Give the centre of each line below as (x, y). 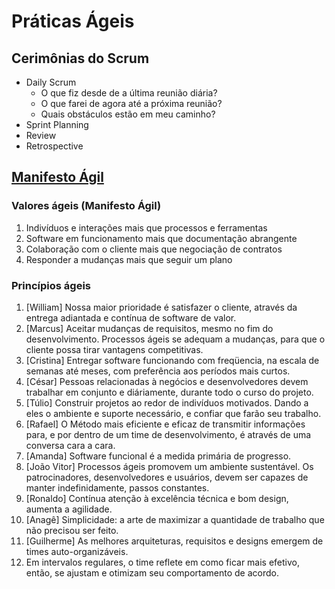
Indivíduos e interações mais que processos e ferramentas (146, 227)
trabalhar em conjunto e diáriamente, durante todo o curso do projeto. (169, 392)
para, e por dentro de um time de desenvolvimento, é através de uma (168, 434)
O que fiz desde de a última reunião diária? (129, 93)
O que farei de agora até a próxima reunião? (131, 103)
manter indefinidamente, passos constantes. (117, 487)
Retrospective (54, 146)
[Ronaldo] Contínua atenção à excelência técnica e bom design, (157, 498)
